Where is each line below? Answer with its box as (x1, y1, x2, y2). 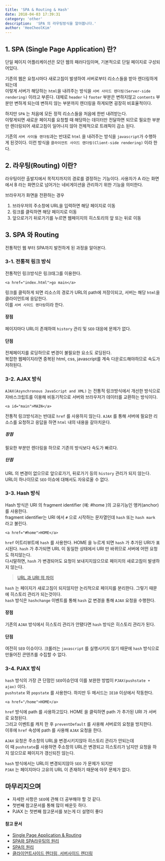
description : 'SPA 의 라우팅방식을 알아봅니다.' (5, 21, 97, 26)
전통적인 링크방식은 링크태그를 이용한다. (5, 270, 82, 276)
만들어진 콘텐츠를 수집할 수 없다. (5, 652, 67, 658)
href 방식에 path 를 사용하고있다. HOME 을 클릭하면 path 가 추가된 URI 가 (5, 708, 148, 714)
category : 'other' (5, 16, 43, 21)
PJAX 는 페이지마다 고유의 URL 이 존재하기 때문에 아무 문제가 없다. (5, 766, 132, 772)
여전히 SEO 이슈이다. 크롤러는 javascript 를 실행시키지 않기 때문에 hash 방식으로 (5, 645, 160, 651)
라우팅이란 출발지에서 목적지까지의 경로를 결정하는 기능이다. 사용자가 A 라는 (5, 175, 150, 181)
